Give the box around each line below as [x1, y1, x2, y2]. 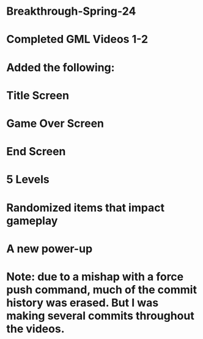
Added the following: [6, 60, 115, 74]
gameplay [6, 213, 58, 227]
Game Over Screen [6, 116, 105, 130]
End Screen [6, 145, 66, 159]
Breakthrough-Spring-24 [6, 4, 136, 18]
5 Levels [6, 173, 50, 186]
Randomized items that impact [6, 200, 165, 215]
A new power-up [6, 242, 93, 256]
